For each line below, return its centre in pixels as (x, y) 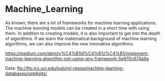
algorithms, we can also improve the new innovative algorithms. (70, 43)
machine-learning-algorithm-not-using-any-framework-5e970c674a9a (77, 58)
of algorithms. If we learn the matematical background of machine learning (81, 39)
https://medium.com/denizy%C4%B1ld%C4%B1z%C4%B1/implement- (77, 53)
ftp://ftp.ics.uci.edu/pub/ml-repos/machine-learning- (71, 68)
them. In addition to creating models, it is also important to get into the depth (83, 33)
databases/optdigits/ (26, 73)
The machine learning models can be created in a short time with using (77, 28)
